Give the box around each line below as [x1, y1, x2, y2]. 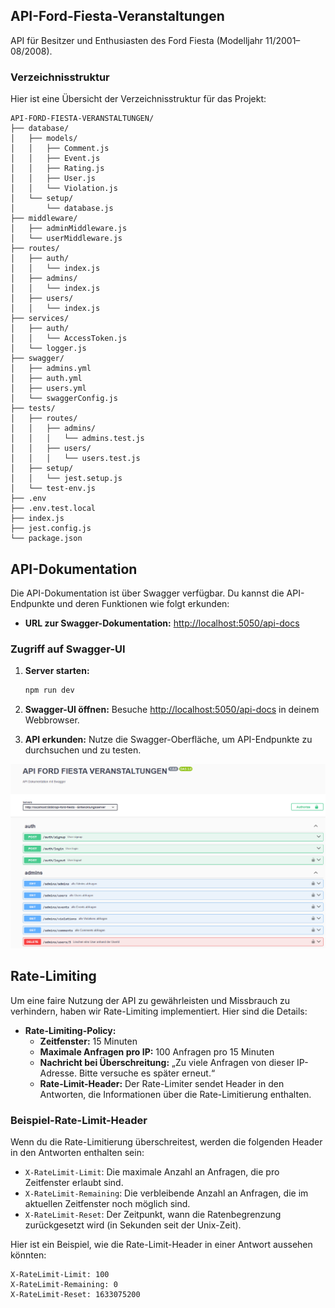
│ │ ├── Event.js [10, 154, 101, 164]
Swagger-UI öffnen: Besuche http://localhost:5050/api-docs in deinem [24, 704, 320, 716]
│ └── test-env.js [10, 484, 97, 494]
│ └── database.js [10, 204, 114, 214]
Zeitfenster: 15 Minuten [39, 1035, 138, 1047]
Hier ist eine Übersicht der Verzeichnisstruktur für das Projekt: [10, 93, 267, 105]
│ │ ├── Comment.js [10, 144, 110, 154]
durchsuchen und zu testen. [24, 744, 142, 756]
